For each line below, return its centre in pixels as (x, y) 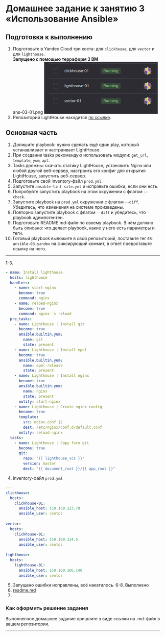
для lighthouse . (29, 54)
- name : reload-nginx (36, 304)
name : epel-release (43, 366)
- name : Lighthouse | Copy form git (52, 443)
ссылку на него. (29, 248)
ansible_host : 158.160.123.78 (49, 508)
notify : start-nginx (39, 402)
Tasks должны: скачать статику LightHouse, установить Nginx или (82, 165)
